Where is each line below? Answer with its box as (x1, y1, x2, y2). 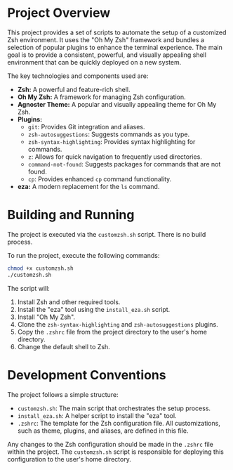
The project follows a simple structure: (7, 390, 119, 398)
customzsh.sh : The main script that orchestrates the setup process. (17, 404, 211, 412)
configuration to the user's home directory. (7, 455, 131, 463)
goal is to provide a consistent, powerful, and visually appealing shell (7, 51, 207, 59)
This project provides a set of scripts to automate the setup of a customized (7, 28, 227, 37)
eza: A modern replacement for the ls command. (17, 182, 160, 190)
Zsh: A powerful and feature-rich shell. (17, 85, 131, 93)
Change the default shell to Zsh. (17, 342, 110, 351)
